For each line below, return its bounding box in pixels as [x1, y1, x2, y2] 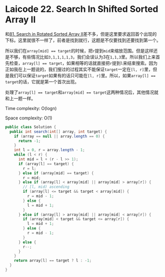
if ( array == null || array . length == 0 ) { [14, 134, 105, 139]
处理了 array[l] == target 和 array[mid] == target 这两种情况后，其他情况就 [5, 89, 159, 95]
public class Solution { [5, 124, 56, 129]
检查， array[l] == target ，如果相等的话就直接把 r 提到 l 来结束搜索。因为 [9, 60, 158, 66]
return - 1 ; [18, 138, 41, 143]
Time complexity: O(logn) [5, 105, 57, 111]
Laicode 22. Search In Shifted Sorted [5, 3, 159, 15]
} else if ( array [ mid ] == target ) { [18, 170, 94, 175]
